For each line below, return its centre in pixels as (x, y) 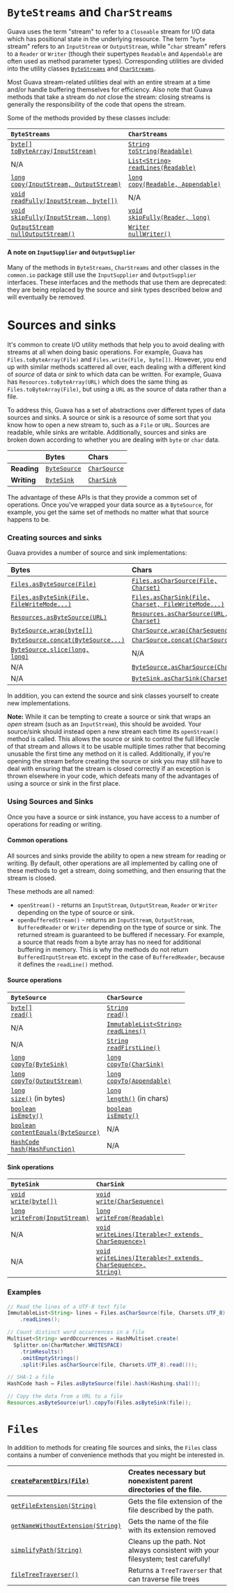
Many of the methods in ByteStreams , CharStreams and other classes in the (113, 268)
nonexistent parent (160, 1481)
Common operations (38, 840)
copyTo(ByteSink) (39, 1064)
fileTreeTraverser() (45, 1575)
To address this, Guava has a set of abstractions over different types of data (116, 410)
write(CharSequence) (130, 1202)
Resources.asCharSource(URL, (180, 614)
